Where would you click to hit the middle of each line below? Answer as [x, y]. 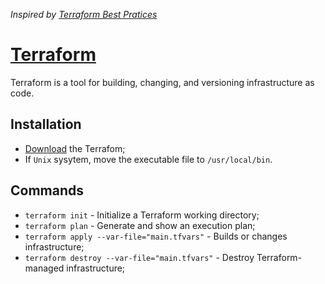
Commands [47, 190]
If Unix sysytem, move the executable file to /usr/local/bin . [148, 159]
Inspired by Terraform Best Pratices [84, 14]
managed [44, 268]
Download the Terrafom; [75, 148]
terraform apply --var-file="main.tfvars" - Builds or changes [156, 236]
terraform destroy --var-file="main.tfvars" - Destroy [139, 257]
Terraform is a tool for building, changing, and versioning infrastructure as [162, 82]
